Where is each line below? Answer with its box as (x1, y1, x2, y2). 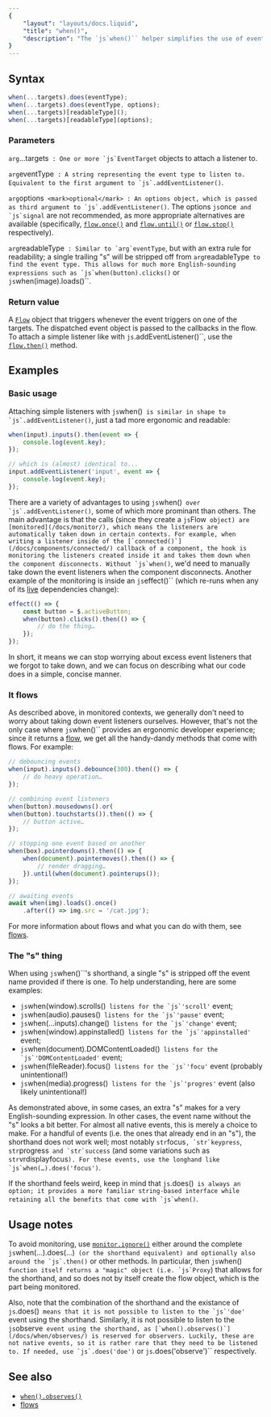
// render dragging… (37, 862, 106, 870)
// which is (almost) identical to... (8, 460, 139, 469)
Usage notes (8, 1217, 73, 1231)
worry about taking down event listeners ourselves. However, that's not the (8, 716, 258, 726)
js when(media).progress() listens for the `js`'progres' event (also (19, 1078, 256, 1088)
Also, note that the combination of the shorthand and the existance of (8, 1298, 240, 1308)
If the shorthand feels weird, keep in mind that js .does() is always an (8, 1179, 241, 1188)
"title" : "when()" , (23, 27, 89, 35)
